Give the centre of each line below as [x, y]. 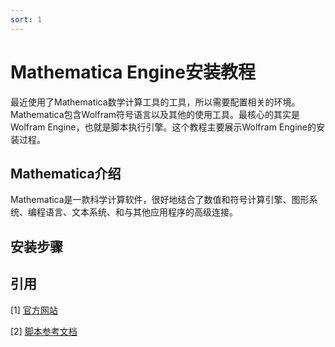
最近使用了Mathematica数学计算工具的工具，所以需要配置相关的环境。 [155, 102]
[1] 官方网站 [34, 310]
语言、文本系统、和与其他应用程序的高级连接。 [141, 212]
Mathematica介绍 [66, 173]
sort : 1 [26, 19]
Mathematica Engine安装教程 [133, 72]
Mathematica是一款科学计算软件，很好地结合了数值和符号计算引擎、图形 [160, 200]
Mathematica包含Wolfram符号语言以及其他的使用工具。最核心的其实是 [155, 114]
